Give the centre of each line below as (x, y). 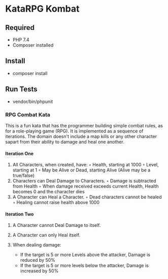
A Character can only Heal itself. (46, 235)
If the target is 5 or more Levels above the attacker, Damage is (85, 255)
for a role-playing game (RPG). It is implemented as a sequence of (74, 131)
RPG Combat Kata (28, 115)
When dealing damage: (37, 245)
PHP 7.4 (21, 40)
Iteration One (20, 153)
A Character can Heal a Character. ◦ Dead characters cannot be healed (87, 197)
